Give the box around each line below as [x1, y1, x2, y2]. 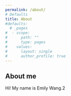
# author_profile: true [5, 53, 66, 59]
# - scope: [5, 30, 30, 35]
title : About [5, 16, 32, 21]
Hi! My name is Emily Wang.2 [5, 85, 65, 91]
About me [5, 72, 36, 80]
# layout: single [5, 49, 52, 54]
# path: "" [5, 35, 39, 40]
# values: [5, 44, 32, 49]
